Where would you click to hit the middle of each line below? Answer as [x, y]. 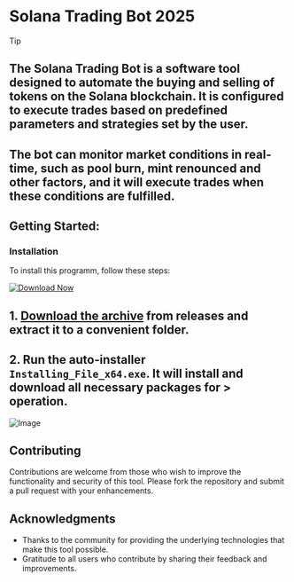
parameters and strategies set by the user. [129, 125]
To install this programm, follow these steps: [90, 271]
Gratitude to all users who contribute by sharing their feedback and [144, 559]
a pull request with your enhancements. [81, 491]
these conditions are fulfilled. [92, 196]
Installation [34, 252]
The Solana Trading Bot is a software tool [125, 69]
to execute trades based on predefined [119, 110]
